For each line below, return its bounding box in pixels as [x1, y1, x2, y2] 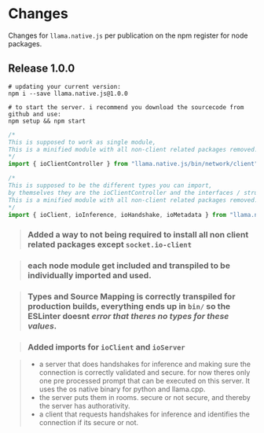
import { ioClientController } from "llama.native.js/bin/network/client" [8, 160, 258, 168]
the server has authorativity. [38, 402, 130, 411]
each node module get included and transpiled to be [27, 260, 230, 271]
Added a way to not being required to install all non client [27, 229, 249, 240]
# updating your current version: [8, 83, 122, 90]
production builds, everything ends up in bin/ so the [27, 301, 231, 312]
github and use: [8, 110, 61, 118]
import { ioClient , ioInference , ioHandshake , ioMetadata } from [8, 211, 226, 218]
